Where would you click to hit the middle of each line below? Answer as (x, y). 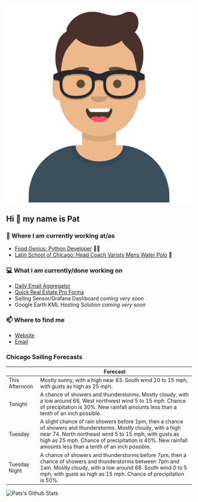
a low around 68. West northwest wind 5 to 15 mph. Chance (113, 401)
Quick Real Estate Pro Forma (49, 292)
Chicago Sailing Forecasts (44, 357)
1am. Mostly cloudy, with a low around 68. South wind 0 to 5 (114, 467)
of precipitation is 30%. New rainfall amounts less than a (108, 407)
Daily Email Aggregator (42, 286)
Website (25, 335)
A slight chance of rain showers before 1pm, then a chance (112, 422)
